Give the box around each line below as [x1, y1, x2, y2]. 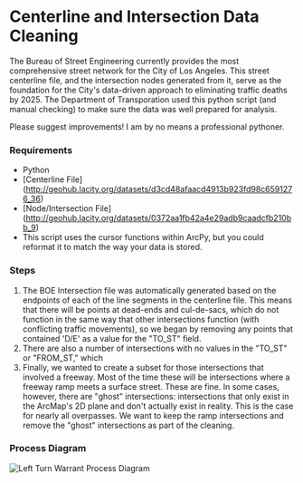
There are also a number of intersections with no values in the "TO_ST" [22, 343, 288, 353]
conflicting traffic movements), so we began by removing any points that [22, 324, 294, 334]
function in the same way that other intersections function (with [22, 314, 260, 324]
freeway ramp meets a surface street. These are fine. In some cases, [22, 381, 280, 391]
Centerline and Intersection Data [9, 6, 260, 27]
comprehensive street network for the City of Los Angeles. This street [9, 65, 270, 76]
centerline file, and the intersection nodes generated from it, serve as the [9, 74, 282, 85]
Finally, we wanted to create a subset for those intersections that [22, 362, 264, 372]
